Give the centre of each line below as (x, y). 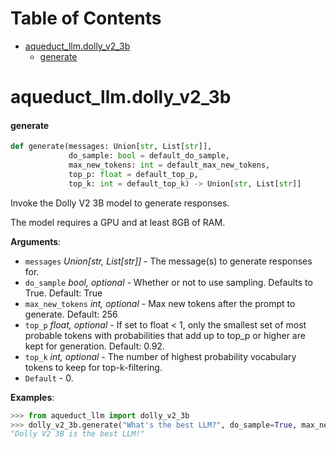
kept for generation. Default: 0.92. (94, 346)
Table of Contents (86, 18)
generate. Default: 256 (71, 314)
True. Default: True (63, 293)
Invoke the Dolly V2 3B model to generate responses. (120, 203)
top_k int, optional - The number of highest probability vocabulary (160, 356)
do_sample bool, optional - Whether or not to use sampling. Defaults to (168, 282)
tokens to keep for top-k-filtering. (93, 367)
